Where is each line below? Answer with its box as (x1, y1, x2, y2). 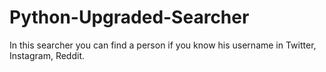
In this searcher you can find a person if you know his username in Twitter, (9, 39, 317, 51)
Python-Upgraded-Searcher (9, 6, 250, 29)
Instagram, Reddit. (9, 49, 85, 61)
